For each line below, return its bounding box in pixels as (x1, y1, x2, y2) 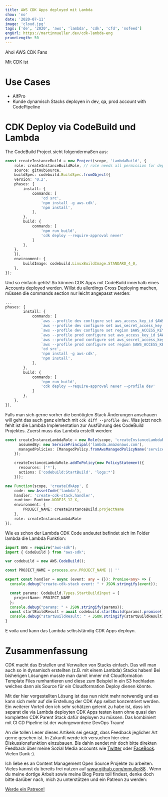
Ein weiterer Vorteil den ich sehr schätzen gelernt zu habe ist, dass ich (5, 704, 150, 710)
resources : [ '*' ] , (18, 465, 57, 470)
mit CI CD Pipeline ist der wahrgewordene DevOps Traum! (5, 719, 125, 726)
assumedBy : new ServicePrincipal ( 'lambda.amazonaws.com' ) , (18, 442, 144, 447)
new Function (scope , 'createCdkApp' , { (5, 483, 88, 489)
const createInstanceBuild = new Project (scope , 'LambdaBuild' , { (5, 158, 146, 163)
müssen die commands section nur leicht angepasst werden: (5, 290, 131, 296)
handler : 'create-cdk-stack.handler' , (14, 493, 95, 498)
